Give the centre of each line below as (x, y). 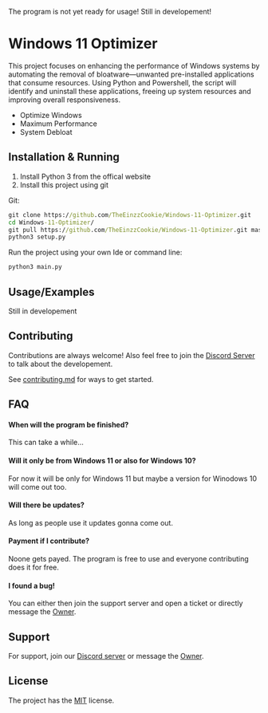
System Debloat (46, 132)
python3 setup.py (37, 237)
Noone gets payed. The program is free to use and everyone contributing (128, 558)
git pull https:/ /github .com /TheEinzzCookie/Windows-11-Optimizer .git (128, 230)
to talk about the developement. (61, 364)
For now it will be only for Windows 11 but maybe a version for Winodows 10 (133, 479)
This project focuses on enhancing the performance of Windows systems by (134, 65)
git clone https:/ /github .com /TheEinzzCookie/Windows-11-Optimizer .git (130, 215)
